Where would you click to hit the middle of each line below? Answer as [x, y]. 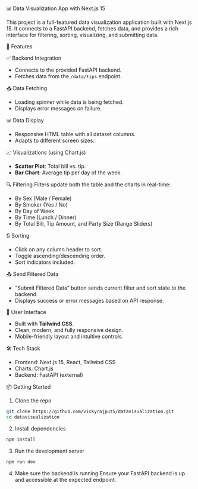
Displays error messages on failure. [58, 108]
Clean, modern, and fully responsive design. [69, 330]
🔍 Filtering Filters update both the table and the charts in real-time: [89, 184]
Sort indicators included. [45, 262]
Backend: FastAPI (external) [49, 375]
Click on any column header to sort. [59, 249]
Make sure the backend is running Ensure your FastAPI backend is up [100, 473]
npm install [21, 439]
